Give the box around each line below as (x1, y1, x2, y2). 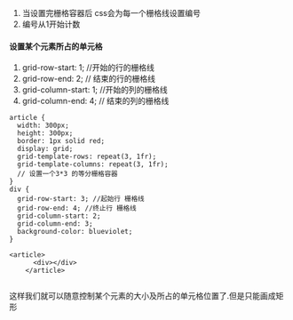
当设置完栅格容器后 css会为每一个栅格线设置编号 (21, 8, 202, 18)
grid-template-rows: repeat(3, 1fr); (17, 152, 157, 162)
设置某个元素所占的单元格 (9, 41, 103, 52)
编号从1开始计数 (21, 19, 81, 29)
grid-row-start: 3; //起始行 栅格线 (17, 195, 145, 204)
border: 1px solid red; (17, 137, 105, 146)
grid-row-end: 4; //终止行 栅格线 (17, 204, 137, 213)
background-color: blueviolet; (17, 228, 133, 236)
